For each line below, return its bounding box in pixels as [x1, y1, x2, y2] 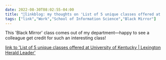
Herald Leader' [5, 50, 36, 56]
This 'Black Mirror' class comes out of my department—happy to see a [5, 30, 150, 36]
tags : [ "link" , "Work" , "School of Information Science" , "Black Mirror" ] [5, 16, 156, 21]
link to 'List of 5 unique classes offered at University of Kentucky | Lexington [5, 45, 161, 51]
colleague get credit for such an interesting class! [5, 35, 107, 41]
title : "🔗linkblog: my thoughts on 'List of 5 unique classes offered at [5, 12, 161, 17]
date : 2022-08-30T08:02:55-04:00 [5, 7, 74, 12]
